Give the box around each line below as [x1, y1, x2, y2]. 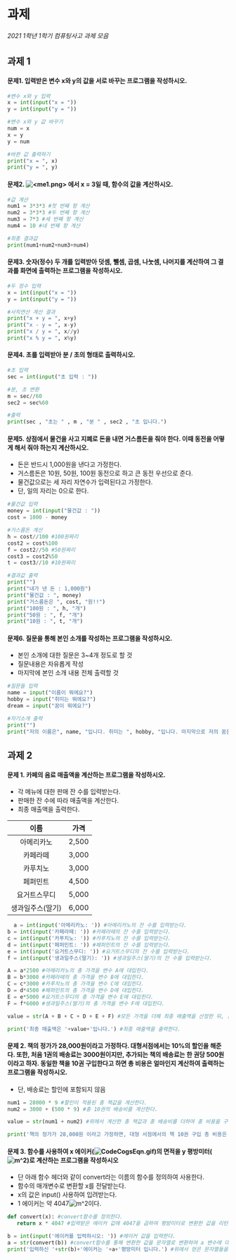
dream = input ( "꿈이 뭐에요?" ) [7, 703, 91, 710]
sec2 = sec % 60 [7, 399, 49, 406]
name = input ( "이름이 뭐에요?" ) [7, 689, 93, 696]
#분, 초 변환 [7, 385, 40, 393]
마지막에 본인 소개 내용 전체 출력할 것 [17, 669, 119, 677]
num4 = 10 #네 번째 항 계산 [7, 223, 81, 230]
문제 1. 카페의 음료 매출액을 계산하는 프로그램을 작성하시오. [7, 770, 166, 779]
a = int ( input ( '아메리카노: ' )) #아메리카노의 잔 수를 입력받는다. [13, 922, 188, 929]
